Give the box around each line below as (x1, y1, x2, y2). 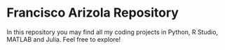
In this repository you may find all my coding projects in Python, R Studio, (6, 28, 219, 36)
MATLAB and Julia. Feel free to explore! (6, 35, 121, 43)
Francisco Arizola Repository (6, 5, 179, 21)
